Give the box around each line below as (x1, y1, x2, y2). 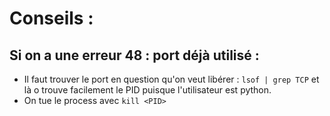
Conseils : (9, 7, 94, 30)
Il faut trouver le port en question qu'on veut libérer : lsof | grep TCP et (23, 73, 320, 85)
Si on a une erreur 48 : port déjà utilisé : (9, 47, 260, 64)
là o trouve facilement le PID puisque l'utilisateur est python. (23, 84, 272, 96)
